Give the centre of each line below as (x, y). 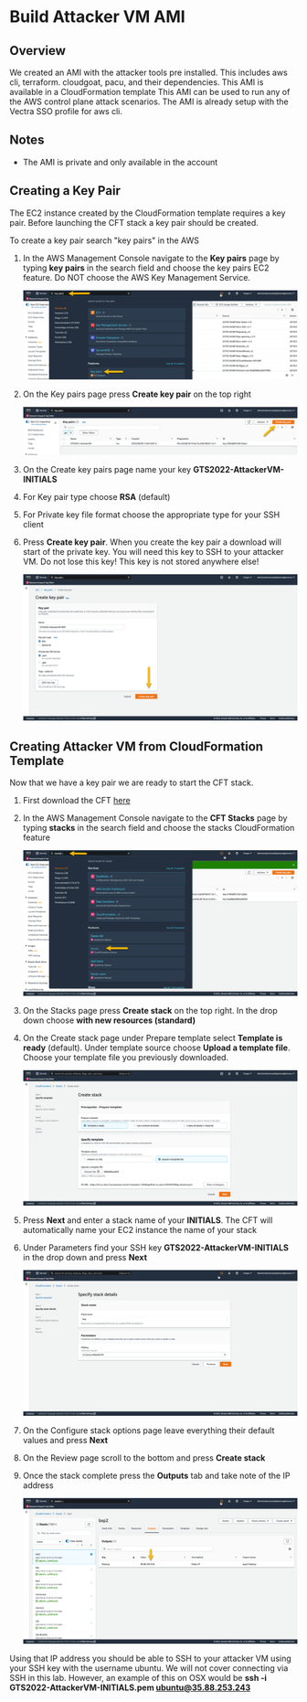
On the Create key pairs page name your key (107, 470)
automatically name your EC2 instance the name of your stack (140, 1230)
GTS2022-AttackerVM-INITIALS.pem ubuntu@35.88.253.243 (130, 1687)
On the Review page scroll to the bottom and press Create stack (144, 1458)
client (33, 525)
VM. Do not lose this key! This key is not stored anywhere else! (141, 562)
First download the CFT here (76, 801)
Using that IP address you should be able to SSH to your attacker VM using (151, 1658)
